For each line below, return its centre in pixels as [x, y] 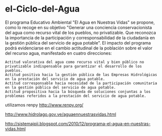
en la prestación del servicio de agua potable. [55, 79]
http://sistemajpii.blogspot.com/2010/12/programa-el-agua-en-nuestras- [78, 123]
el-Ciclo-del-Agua [42, 9]
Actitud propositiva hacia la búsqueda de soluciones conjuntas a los [78, 91]
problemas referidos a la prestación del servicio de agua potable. [76, 96]
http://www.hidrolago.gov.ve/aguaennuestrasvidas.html [61, 114]
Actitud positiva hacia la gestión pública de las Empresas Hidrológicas [81, 75]
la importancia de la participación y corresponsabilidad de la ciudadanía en [80, 38]
